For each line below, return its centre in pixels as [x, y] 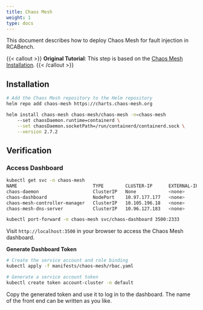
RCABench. [21, 47]
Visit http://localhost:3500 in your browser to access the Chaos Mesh [95, 231]
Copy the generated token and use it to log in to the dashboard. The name [98, 294]
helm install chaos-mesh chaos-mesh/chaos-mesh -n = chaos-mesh [86, 115]
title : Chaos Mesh [29, 12]
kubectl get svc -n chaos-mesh [46, 180]
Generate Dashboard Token [41, 249]
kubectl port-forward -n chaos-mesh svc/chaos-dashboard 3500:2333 [93, 220]
